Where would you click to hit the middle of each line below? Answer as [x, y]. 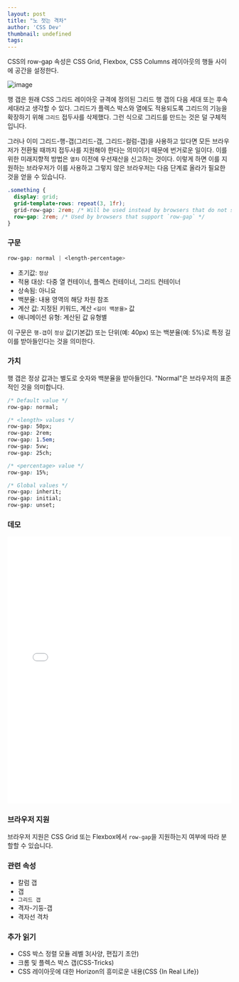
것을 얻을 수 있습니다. [37, 177]
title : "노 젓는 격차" [37, 21]
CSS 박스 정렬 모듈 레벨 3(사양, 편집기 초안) [78, 954]
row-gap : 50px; [30, 427]
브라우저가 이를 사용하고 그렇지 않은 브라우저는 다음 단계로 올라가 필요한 [126, 168]
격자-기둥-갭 [35, 907]
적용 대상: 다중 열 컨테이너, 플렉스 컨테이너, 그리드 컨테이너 [99, 281]
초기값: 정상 [33, 273]
